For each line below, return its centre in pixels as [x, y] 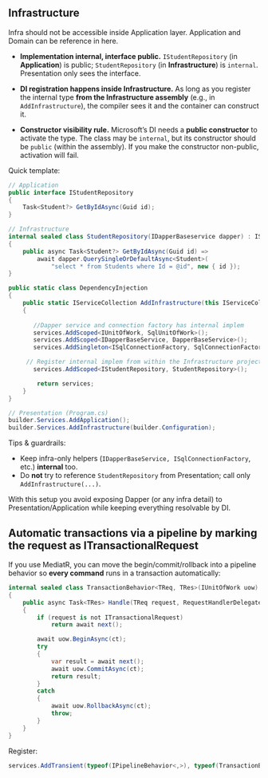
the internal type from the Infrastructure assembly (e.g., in [117, 97]
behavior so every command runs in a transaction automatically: [114, 573]
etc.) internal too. [49, 467]
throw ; [62, 713]
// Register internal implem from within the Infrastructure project [144, 362]
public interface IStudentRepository [71, 192]
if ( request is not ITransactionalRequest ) [110, 618]
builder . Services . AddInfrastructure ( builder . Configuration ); [112, 428]
